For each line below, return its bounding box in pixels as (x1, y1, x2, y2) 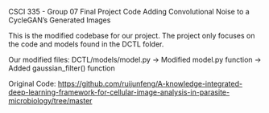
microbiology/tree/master (8, 96, 93, 105)
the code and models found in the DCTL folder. (8, 39, 164, 49)
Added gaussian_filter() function (8, 63, 115, 73)
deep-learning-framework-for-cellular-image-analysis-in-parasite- (8, 87, 230, 97)
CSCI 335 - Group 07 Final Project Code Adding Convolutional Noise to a (8, 7, 250, 16)
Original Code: (8, 79, 56, 88)
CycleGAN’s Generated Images (8, 15, 111, 25)
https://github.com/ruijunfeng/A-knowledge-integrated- (57, 79, 243, 88)
